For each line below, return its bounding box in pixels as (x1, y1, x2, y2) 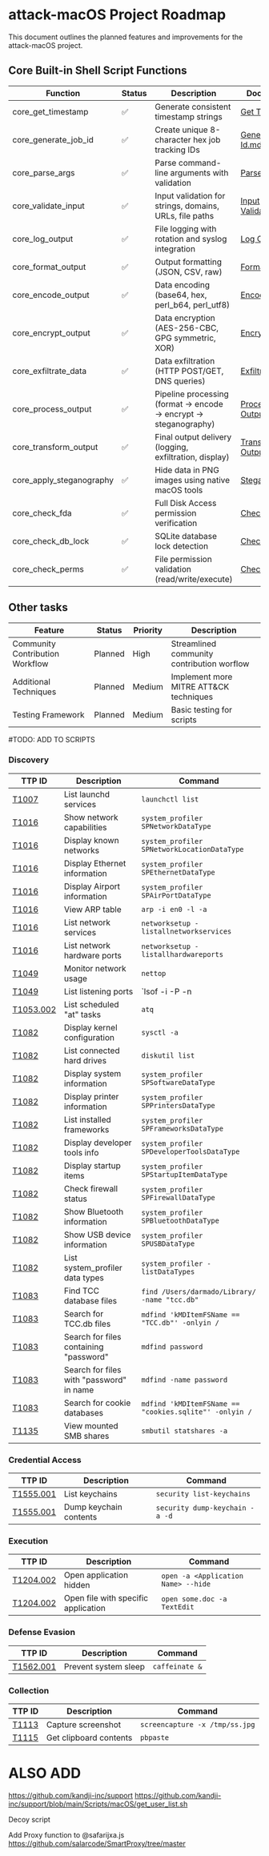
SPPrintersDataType (141, 1101, 216, 1110)
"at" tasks (63, 1009, 102, 1020)
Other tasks (8, 601, 68, 614)
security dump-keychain (155, 1504, 247, 1513)
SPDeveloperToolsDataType (141, 1147, 240, 1156)
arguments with (170, 167, 229, 178)
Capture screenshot (46, 1719, 122, 1730)
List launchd (63, 789, 110, 800)
